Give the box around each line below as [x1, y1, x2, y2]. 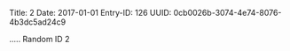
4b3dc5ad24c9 [9, 17, 67, 27]
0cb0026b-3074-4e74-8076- [173, 8, 282, 18]
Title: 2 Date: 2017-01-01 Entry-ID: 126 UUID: [9, 8, 172, 18]
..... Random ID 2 [9, 34, 70, 44]
